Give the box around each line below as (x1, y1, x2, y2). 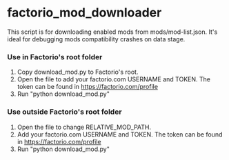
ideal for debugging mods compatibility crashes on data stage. (7, 34, 186, 43)
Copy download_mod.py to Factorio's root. (17, 68, 139, 77)
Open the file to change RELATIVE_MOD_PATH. (17, 123, 152, 131)
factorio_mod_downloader (7, 5, 162, 21)
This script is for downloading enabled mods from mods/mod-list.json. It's (7, 28, 218, 36)
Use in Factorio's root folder (7, 52, 103, 61)
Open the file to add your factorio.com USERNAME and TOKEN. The (17, 75, 210, 83)
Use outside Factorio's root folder (7, 107, 122, 117)
